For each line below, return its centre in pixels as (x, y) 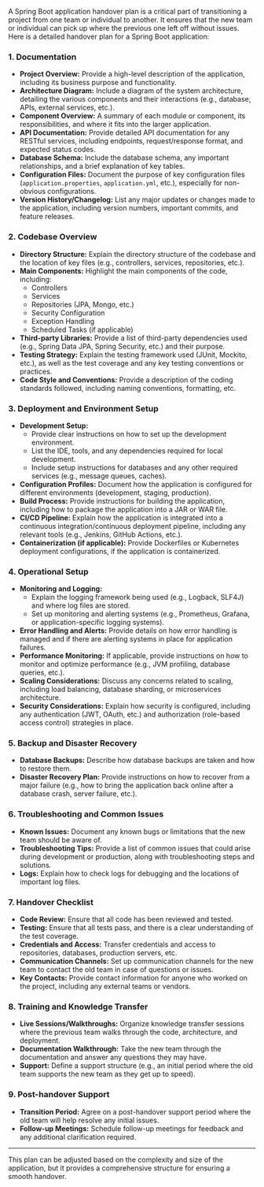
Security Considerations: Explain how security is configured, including (135, 706)
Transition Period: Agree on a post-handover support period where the (135, 1111)
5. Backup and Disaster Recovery (73, 743)
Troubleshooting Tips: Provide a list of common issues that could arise (135, 848)
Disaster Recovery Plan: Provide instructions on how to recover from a (134, 777)
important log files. (50, 881)
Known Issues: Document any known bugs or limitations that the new (132, 832)
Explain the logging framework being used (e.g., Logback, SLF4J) (137, 597)
